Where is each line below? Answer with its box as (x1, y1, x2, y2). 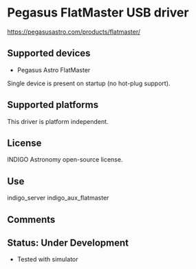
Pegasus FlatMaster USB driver (7, 5, 189, 21)
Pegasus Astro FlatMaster (17, 65, 91, 74)
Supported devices (7, 47, 91, 59)
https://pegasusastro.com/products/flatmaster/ (7, 28, 141, 36)
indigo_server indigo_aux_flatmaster (7, 194, 109, 202)
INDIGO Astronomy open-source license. (7, 155, 123, 164)
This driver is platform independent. (7, 117, 109, 125)
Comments (7, 213, 56, 225)
